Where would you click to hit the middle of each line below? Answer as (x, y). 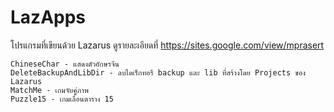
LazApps (48, 17)
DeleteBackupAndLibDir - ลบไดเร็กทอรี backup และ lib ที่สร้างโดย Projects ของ (158, 72)
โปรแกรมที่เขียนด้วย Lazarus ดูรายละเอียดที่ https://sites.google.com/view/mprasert (167, 45)
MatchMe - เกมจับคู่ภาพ (49, 90)
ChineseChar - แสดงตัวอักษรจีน (65, 64)
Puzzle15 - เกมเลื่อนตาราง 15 (62, 99)
